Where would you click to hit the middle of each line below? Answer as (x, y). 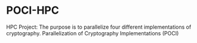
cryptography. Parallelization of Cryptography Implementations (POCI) (93, 33)
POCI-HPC (33, 10)
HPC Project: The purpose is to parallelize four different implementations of (99, 27)
